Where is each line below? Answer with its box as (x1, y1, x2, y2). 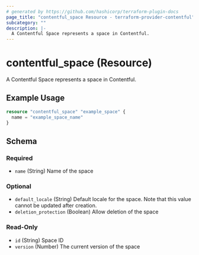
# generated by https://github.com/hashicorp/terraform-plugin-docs (6, 8, 179, 15)
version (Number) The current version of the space (14, 243, 140, 250)
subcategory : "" (6, 20, 46, 26)
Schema (6, 136, 37, 146)
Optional (6, 182, 31, 190)
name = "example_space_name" (11, 114, 84, 120)
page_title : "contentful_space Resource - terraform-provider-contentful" (6, 14, 195, 20)
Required (6, 154, 33, 162)
